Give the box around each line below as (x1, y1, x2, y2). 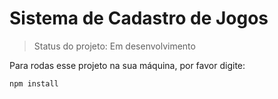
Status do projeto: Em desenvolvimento (33, 40, 196, 52)
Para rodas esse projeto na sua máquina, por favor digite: (9, 59, 246, 71)
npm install (9, 78, 59, 89)
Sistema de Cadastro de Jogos (9, 7, 269, 30)
